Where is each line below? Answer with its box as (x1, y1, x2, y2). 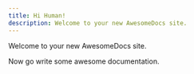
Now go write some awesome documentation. (8, 56, 160, 66)
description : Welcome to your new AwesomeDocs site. (8, 19, 188, 27)
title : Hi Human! (8, 11, 66, 20)
